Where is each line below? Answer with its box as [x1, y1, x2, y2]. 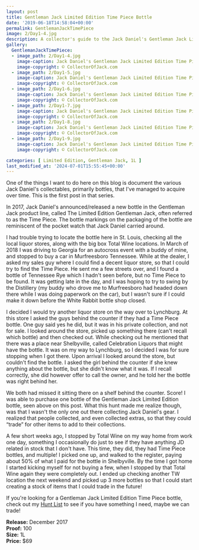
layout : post [6, 8, 38, 15]
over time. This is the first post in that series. [6, 192, 115, 199]
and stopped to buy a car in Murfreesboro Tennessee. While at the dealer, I [6, 253, 190, 260]
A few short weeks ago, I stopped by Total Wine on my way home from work [6, 432, 192, 440]
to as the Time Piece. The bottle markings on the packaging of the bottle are [6, 216, 192, 223]
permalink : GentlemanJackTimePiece [6, 25, 94, 31]
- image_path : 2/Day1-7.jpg [11, 102, 81, 109]
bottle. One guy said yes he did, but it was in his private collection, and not [6, 321, 188, 328]
